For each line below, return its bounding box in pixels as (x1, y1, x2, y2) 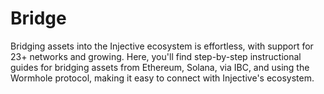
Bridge (10, 7, 67, 30)
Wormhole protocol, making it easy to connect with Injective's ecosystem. (10, 72, 315, 84)
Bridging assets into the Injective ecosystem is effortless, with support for (10, 40, 314, 52)
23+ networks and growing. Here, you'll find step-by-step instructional (10, 50, 302, 62)
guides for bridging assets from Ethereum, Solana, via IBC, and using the (10, 61, 310, 73)
